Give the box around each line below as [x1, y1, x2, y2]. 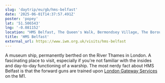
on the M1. [5, 73, 26, 79]
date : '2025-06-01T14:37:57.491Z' [5, 12, 76, 17]
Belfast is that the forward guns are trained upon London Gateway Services [5, 68, 158, 74]
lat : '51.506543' [5, 21, 41, 26]
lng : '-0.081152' [5, 25, 41, 30]
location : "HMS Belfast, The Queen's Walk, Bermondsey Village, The [5, 30, 148, 35]
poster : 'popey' [5, 16, 38, 21]
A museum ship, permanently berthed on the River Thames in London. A [5, 52, 151, 58]
